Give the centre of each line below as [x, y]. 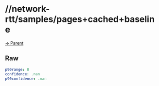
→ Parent [14, 43]
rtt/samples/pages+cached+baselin [80, 19]
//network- [27, 9]
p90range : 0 [17, 69]
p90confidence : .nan [26, 79]
